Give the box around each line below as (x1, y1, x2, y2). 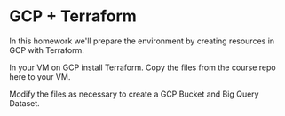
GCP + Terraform (9, 6, 138, 27)
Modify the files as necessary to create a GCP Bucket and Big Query (9, 89, 259, 99)
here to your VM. (9, 71, 71, 81)
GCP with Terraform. (9, 44, 84, 55)
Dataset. (9, 97, 40, 108)
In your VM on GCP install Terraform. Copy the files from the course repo (9, 62, 277, 73)
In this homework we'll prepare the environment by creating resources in (9, 35, 275, 46)
